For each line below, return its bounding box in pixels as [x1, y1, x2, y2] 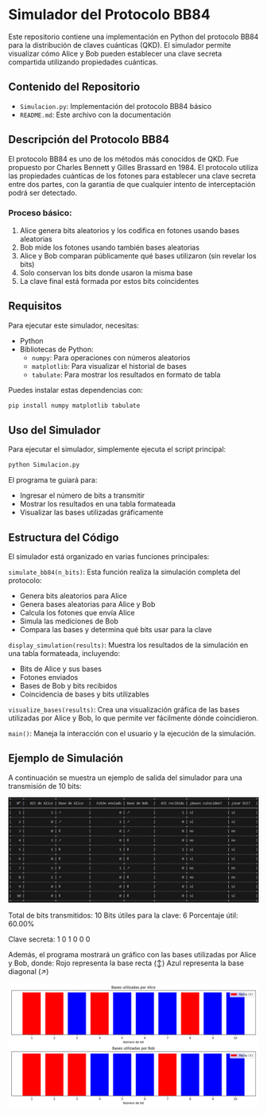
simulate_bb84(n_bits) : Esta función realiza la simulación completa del [8, 567, 241, 577]
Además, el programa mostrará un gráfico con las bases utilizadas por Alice [8, 950, 257, 960]
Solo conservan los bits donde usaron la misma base [19, 268, 193, 278]
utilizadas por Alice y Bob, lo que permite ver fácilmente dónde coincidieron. [8, 713, 259, 723]
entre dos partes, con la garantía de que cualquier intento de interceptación [8, 179, 256, 188]
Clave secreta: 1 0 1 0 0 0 [8, 934, 91, 944]
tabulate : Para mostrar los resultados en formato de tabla [31, 370, 221, 379]
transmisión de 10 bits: [8, 781, 82, 790]
